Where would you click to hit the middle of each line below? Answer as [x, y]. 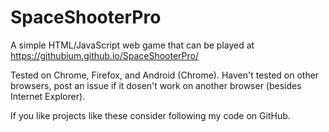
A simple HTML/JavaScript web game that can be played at [132, 45]
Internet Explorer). [48, 96]
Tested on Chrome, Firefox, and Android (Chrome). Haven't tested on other [165, 75]
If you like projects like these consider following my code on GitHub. [150, 115]
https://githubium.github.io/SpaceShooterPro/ [104, 55]
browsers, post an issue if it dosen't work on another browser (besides [156, 85]
